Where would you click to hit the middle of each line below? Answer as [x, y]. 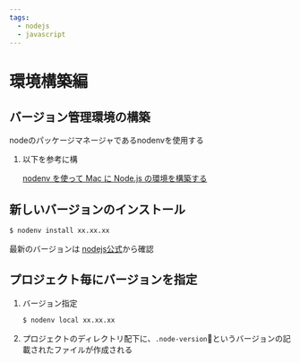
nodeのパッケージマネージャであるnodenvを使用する [107, 141]
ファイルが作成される [93, 350]
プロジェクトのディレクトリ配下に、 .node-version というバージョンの [153, 338]
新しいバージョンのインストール [98, 209]
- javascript [42, 34]
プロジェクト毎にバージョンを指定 [103, 280]
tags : [19, 17]
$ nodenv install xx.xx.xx [60, 231]
